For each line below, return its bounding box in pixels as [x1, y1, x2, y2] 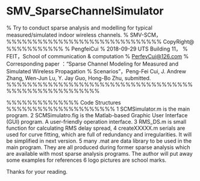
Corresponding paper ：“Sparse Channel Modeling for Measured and [6, 60, 179, 67]
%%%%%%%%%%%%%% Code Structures [6, 99, 122, 106]
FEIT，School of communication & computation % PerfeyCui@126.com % [6, 52, 189, 60]
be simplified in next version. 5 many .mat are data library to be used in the [6, 137, 192, 144]
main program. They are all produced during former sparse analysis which [6, 143, 191, 151]
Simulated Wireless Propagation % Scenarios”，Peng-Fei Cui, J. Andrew [6, 67, 187, 75]
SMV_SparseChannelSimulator [6, 4, 164, 18]
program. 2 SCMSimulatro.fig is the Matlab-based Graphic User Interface [6, 111, 188, 118]
